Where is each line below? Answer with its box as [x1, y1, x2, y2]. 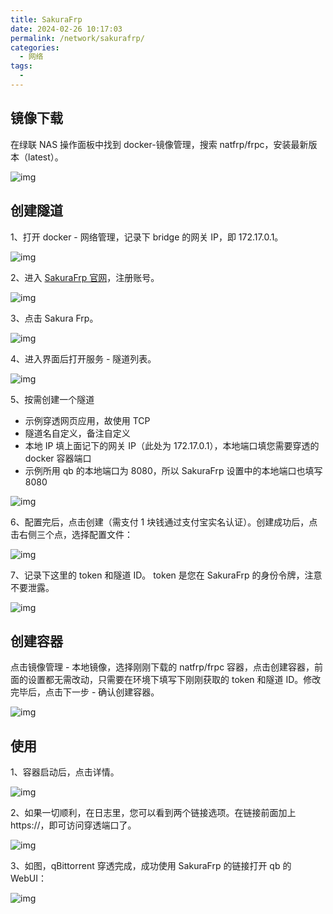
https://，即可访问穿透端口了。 [10, 819, 137, 831]
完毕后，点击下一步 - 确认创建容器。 [10, 686, 160, 698]
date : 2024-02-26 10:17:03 [10, 24, 123, 34]
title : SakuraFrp [10, 14, 83, 25]
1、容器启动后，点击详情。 [10, 766, 120, 778]
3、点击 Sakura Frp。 [10, 312, 99, 324]
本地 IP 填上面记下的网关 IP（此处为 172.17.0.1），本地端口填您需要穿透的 [24, 439, 320, 451]
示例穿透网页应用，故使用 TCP [24, 414, 151, 426]
